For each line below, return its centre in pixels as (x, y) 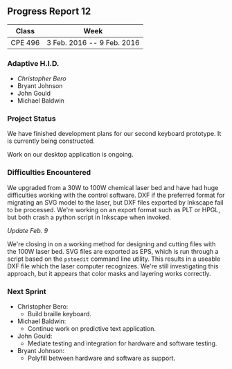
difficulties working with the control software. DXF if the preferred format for (116, 195)
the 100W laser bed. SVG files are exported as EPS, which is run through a (113, 251)
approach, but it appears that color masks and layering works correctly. (109, 273)
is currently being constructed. (51, 141)
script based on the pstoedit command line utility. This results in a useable (114, 259)
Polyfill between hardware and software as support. (101, 358)
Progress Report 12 (49, 11)
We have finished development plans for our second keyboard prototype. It (114, 134)
